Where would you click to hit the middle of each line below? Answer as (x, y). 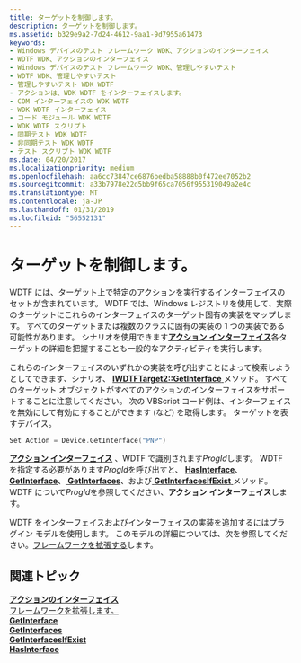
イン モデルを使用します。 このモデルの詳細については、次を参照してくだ (152, 534)
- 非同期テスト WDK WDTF (52, 143)
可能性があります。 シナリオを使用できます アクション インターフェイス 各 (144, 337)
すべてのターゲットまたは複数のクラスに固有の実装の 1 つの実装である (156, 325)
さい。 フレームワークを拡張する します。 (84, 545)
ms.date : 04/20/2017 (48, 159)
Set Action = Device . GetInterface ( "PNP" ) (88, 440)
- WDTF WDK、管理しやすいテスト (63, 76)
